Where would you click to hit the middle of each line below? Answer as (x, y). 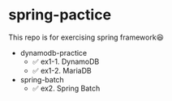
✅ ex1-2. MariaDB (62, 70)
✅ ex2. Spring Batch (66, 88)
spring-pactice (60, 15)
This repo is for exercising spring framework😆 (86, 37)
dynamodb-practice (54, 53)
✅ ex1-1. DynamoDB (66, 61)
